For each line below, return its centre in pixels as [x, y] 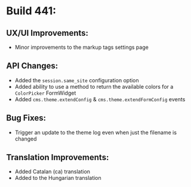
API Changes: [32, 66]
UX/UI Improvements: [47, 33]
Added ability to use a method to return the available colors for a [94, 86]
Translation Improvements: [58, 158]
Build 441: [31, 11]
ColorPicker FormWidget [45, 93]
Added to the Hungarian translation [58, 178]
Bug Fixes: [26, 118]
